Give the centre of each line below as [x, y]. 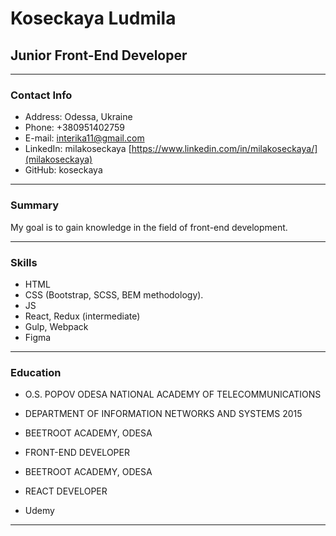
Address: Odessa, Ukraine [78, 117]
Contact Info [41, 95]
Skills [24, 262]
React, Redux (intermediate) [82, 316]
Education [36, 372]
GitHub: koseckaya [63, 170]
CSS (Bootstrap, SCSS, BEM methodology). [114, 294]
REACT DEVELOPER [66, 491]
